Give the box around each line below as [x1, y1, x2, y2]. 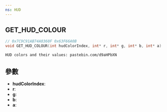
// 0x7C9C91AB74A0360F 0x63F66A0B [5, 39, 77, 44]
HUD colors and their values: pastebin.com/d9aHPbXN [5, 53, 117, 58]
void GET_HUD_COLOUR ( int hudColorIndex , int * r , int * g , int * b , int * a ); [5, 43, 164, 49]
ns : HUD [5, 7, 21, 12]
